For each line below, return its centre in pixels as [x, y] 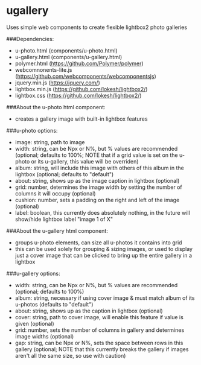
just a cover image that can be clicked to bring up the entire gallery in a [103, 255]
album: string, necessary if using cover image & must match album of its [105, 298]
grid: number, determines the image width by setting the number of [98, 187]
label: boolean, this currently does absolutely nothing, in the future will [102, 212]
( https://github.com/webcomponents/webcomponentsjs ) [85, 76]
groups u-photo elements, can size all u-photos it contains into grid [98, 243]
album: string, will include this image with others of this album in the [99, 168]
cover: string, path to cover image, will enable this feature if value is [99, 317]
